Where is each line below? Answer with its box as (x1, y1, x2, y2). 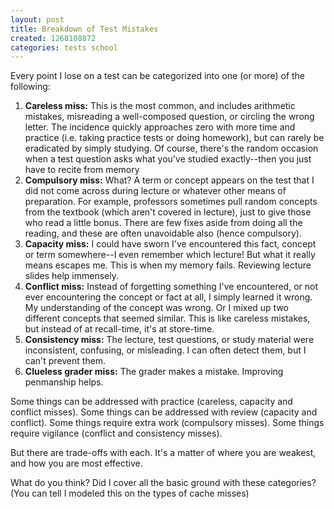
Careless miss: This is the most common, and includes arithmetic (24, 100, 296, 112)
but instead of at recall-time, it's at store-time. (24, 323, 215, 335)
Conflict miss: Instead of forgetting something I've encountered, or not (24, 281, 318, 293)
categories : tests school (10, 42, 118, 53)
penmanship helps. (24, 376, 104, 388)
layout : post (10, 14, 65, 25)
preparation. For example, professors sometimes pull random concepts (24, 196, 318, 208)
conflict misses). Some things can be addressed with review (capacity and (10, 406, 318, 418)
